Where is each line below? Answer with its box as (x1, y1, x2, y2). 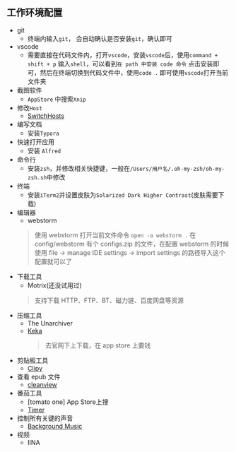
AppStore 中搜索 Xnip (27, 95, 86, 103)
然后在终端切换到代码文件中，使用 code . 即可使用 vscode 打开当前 (40, 68, 229, 76)
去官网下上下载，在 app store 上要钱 (45, 341, 151, 350)
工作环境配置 (6, 6, 63, 19)
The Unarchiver (27, 319, 73, 327)
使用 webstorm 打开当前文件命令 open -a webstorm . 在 (34, 230, 196, 239)
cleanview (27, 380, 57, 388)
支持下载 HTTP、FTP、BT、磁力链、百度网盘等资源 (34, 296, 184, 304)
